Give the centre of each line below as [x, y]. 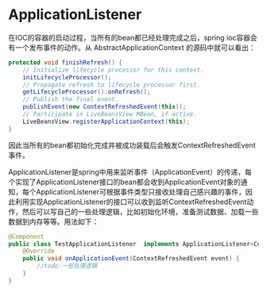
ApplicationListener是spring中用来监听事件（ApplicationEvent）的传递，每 [130, 171]
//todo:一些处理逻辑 [67, 266]
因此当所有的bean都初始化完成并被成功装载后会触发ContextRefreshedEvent [132, 145]
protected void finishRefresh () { [66, 62]
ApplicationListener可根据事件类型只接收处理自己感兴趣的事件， [141, 191]
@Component [26, 236]
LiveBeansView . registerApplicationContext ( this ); [106, 121]
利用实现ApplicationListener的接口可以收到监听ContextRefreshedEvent [131, 202]
